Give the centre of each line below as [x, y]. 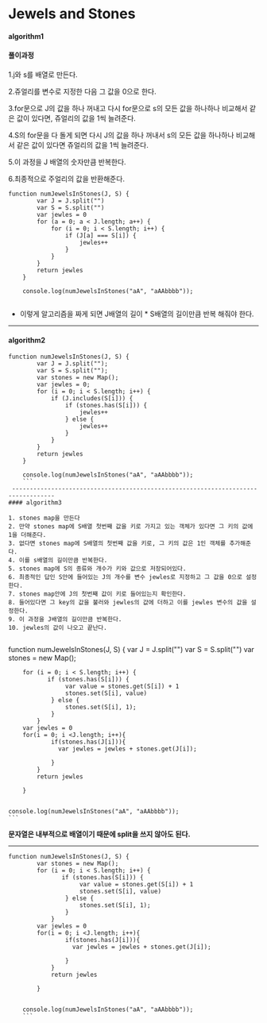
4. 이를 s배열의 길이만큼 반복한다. [58, 561]
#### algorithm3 [35, 503]
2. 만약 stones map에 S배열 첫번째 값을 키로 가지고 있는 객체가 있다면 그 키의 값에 [131, 527]
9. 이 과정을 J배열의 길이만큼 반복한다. [65, 620]
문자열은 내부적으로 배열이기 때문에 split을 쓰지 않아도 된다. [99, 834]
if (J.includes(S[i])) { [92, 399]
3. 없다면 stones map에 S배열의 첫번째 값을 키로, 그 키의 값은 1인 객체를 [117, 544]
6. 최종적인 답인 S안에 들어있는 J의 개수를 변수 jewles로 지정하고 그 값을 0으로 [125, 577]
